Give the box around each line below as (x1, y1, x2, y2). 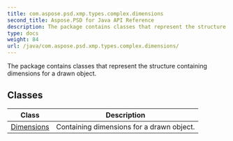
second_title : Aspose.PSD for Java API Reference (7, 17, 155, 24)
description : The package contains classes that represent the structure (7, 23, 227, 30)
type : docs (7, 29, 39, 37)
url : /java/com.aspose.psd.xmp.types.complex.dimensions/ (7, 43, 179, 50)
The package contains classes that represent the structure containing (7, 62, 208, 70)
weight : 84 (7, 36, 39, 43)
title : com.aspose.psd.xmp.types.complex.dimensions (7, 10, 164, 17)
